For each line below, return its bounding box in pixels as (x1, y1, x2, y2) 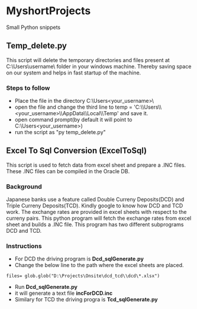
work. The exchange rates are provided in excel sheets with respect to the (6, 209, 188, 216)
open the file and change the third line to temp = (14, 103, 133, 110)
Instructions (6, 242, 43, 251)
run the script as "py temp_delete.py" (14, 129, 106, 136)
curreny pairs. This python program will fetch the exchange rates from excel (6, 214, 192, 222)
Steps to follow (6, 84, 50, 92)
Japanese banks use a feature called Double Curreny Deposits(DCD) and (6, 196, 185, 203)
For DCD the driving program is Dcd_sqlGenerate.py (14, 255, 144, 262)
